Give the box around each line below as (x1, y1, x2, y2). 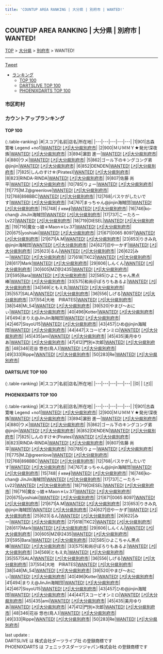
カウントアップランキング (5, 115, 65, 122)
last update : (5, 632, 30, 637)
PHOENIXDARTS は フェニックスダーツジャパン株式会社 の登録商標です (5, 644, 148, 650)
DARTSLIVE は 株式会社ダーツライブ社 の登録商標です (5, 637, 113, 643)
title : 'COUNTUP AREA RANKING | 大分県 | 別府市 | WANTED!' (5, 7, 125, 12)
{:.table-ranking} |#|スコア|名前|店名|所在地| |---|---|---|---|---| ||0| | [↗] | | (5, 380, 153, 387)
